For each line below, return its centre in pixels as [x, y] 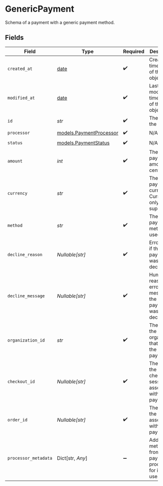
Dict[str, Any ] [72, 458]
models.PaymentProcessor [88, 133]
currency [17, 193]
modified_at [21, 98]
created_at [20, 69]
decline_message [26, 296]
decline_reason [25, 254]
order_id [17, 420]
